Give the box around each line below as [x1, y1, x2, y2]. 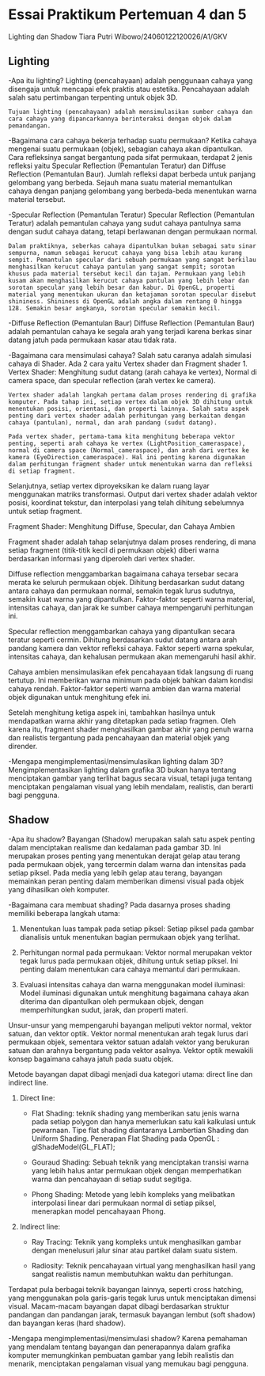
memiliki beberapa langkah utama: [8, 908, 120, 918]
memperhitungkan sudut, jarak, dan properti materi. [19, 1005, 188, 1014]
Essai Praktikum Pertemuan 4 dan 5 [8, 6, 247, 24]
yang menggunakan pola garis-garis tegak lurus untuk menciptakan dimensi [8, 1293, 256, 1302]
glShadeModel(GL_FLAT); [31, 1142, 115, 1151]
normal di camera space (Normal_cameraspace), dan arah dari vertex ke [8, 446, 249, 454]
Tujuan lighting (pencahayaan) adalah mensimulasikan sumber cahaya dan [8, 108, 253, 116]
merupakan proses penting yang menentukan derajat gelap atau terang [8, 851, 240, 861]
